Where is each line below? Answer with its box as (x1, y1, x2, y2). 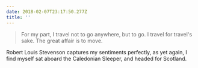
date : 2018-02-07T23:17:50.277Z (6, 8, 87, 15)
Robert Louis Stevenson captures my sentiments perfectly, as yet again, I (6, 48, 188, 55)
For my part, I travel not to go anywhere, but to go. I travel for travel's (20, 30, 193, 38)
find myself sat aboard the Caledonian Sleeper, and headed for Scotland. (6, 55, 187, 62)
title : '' (6, 14, 31, 20)
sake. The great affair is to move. (20, 37, 103, 44)
